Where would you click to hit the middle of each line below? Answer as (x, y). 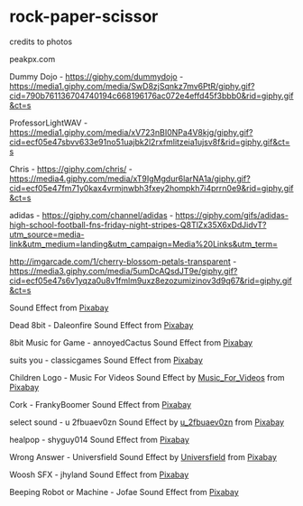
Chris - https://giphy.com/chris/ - (71, 169)
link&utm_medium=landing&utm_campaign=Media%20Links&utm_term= (143, 244)
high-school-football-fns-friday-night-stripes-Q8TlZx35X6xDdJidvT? (138, 225)
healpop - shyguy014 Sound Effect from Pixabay (99, 439)
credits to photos (41, 41)
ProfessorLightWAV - (49, 123)
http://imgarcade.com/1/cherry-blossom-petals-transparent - (123, 261)
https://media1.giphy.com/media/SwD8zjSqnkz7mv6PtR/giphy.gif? (132, 86)
